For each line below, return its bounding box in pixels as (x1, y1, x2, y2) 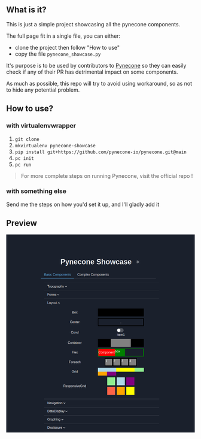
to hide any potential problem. (6, 86, 80, 93)
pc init (14, 155, 34, 161)
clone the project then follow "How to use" (14, 44, 120, 51)
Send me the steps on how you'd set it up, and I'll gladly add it (6, 201, 160, 208)
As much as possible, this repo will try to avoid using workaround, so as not (6, 80, 193, 87)
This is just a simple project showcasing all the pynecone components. (6, 20, 181, 28)
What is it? (6, 5, 47, 15)
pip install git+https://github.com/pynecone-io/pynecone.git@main (14, 149, 187, 155)
